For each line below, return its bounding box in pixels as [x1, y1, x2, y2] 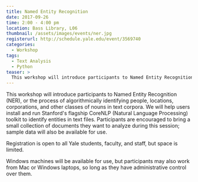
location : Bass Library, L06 [6, 25, 78, 31]
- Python [11, 63, 33, 70]
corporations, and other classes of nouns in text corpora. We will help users [6, 103, 190, 110]
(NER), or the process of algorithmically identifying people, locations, [6, 97, 174, 104]
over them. [6, 170, 32, 177]
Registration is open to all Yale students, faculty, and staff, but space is [6, 140, 178, 147]
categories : [6, 42, 35, 48]
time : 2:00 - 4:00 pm [6, 19, 60, 25]
